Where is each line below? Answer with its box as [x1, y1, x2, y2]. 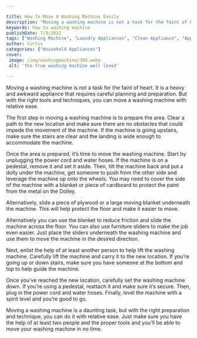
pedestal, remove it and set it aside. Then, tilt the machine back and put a [6, 162, 184, 170]
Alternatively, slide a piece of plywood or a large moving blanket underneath [6, 199, 191, 206]
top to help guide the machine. [6, 265, 80, 272]
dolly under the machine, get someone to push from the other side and [6, 169, 177, 176]
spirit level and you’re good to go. [6, 295, 87, 302]
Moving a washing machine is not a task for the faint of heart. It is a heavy [6, 84, 185, 91]
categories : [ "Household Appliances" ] [6, 46, 101, 53]
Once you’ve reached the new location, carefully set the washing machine [6, 276, 185, 284]
